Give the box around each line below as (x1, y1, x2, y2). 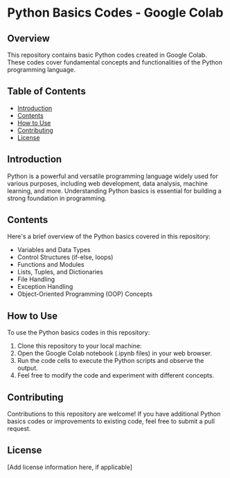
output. (17, 364, 38, 372)
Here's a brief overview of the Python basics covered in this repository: (7, 232, 211, 240)
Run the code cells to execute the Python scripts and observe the (17, 357, 204, 365)
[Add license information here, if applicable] (7, 463, 133, 471)
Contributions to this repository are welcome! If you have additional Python (7, 410, 221, 418)
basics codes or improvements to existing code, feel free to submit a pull (7, 417, 215, 425)
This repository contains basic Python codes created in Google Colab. (7, 51, 208, 59)
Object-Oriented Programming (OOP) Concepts (17, 290, 153, 299)
